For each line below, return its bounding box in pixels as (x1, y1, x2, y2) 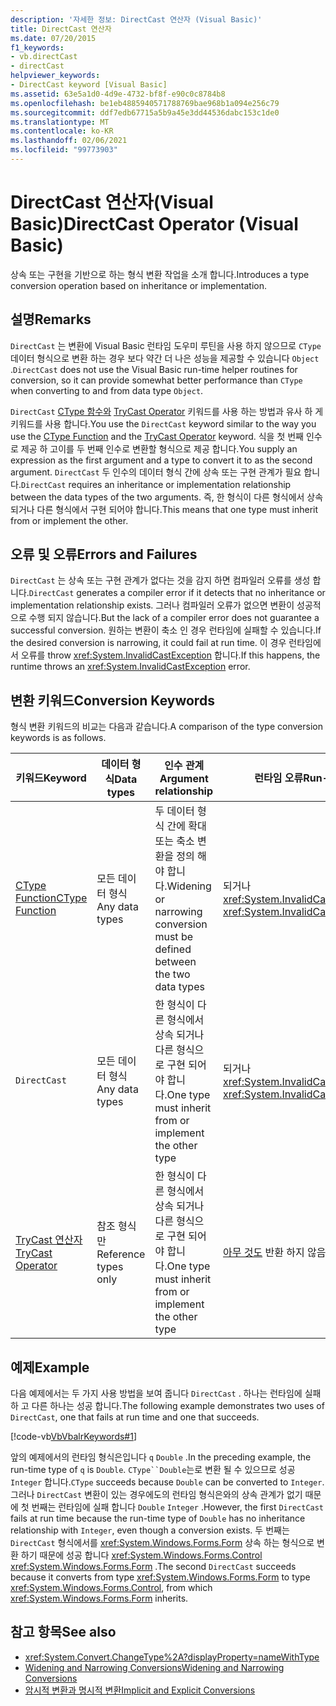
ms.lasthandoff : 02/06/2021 (10, 136, 128, 146)
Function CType (15, 891, 88, 905)
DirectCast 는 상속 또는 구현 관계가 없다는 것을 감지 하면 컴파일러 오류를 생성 (10, 574, 311, 586)
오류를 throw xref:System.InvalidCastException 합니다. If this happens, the (20, 649, 321, 661)
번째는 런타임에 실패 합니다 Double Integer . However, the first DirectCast (31, 1501, 325, 1513)
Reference (96, 1247, 146, 1261)
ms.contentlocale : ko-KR (10, 126, 114, 136)
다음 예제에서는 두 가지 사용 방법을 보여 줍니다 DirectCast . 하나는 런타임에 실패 (10, 1387, 322, 1400)
